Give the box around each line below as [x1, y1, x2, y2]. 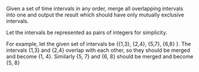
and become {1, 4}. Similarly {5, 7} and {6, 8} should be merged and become [6, 53, 194, 60]
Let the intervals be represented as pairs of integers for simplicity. [6, 29, 168, 36]
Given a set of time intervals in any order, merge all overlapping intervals [6, 5, 184, 12]
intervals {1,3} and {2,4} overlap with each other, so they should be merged [6, 47, 191, 54]
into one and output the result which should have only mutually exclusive [6, 11, 184, 18]
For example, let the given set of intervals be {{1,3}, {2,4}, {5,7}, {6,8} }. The [6, 41, 191, 47]
